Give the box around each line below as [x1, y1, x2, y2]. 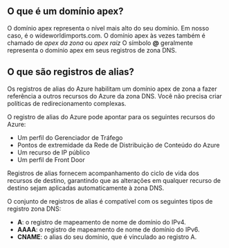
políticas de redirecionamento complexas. [7, 99, 127, 107]
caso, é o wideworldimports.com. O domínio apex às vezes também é [7, 31, 205, 39]
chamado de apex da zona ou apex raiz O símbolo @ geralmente [7, 38, 194, 47]
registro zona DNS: [7, 204, 62, 213]
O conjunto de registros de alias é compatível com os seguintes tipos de [7, 197, 213, 205]
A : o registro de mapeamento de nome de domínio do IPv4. [17, 218, 187, 226]
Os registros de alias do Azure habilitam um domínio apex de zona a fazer [7, 85, 217, 93]
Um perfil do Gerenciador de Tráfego [17, 133, 123, 141]
